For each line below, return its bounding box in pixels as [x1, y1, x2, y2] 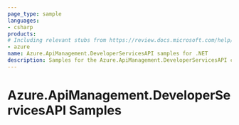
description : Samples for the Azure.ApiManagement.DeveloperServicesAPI [7, 57, 228, 64]
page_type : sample [7, 10, 62, 18]
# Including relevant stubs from [7, 37, 107, 44]
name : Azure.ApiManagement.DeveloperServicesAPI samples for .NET [7, 50, 208, 58]
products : [7, 30, 37, 38]
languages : [7, 17, 40, 24]
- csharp [7, 23, 33, 31]
